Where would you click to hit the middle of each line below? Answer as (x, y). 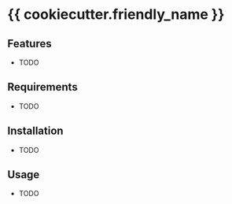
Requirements (42, 87)
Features (29, 44)
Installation (35, 131)
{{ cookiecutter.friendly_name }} (116, 15)
